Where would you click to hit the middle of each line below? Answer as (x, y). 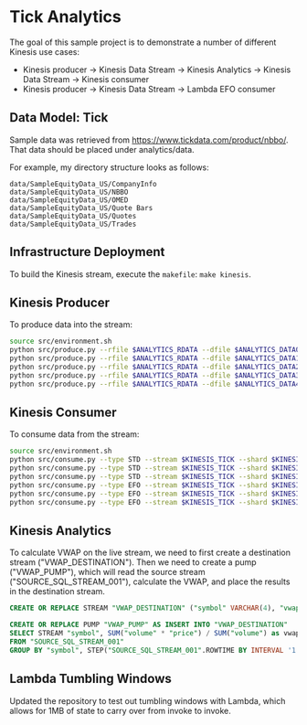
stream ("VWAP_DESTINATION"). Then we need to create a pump (133, 562)
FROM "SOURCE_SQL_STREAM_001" (67, 642)
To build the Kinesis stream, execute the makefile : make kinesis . (130, 274)
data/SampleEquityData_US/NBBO (69, 192)
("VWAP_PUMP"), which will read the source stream (107, 572)
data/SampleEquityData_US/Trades (73, 224)
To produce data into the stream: (71, 325)
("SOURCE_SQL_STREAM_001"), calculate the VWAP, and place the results (150, 581)
